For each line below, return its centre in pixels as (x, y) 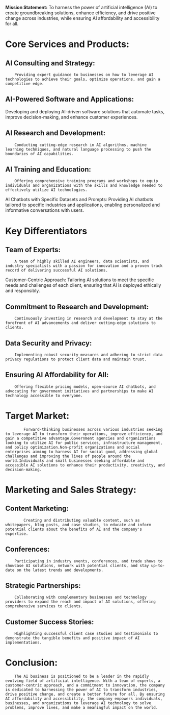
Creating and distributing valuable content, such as (82, 520)
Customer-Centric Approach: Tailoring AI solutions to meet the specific (80, 280)
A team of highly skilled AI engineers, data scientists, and (82, 262)
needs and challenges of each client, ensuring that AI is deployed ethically (83, 285)
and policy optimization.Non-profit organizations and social (73, 447)
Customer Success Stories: (50, 622)
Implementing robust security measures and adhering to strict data (89, 355)
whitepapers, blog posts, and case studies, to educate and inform (78, 525)
